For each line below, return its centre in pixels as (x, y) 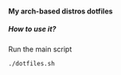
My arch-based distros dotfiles (60, 11)
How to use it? (32, 29)
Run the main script (40, 49)
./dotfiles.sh (32, 63)
